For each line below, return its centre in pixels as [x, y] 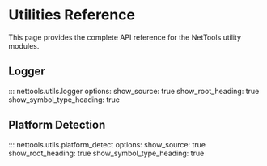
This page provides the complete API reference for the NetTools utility [125, 37]
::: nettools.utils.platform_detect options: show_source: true [107, 144]
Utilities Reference [72, 15]
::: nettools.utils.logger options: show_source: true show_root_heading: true [134, 91]
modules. [24, 45]
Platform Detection [57, 125]
